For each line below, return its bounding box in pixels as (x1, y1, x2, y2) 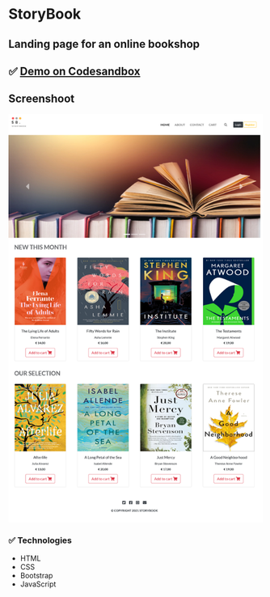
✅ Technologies (8, 535, 73, 546)
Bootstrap (19, 570, 53, 580)
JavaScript (19, 579, 57, 589)
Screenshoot (8, 92, 75, 106)
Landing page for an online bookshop (8, 37, 200, 51)
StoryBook (8, 5, 82, 23)
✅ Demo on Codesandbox (8, 64, 141, 78)
